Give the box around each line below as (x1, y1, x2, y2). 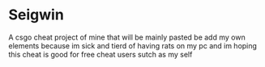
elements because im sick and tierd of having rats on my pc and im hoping (8, 40, 258, 50)
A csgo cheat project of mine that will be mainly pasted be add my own (8, 32, 246, 42)
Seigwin (8, 6, 65, 24)
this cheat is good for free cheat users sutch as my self (8, 49, 193, 59)
